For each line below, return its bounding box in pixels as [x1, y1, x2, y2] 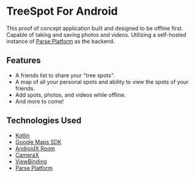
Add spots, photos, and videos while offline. [15, 91, 127, 99]
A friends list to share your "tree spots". [15, 72, 115, 79]
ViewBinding [15, 157, 47, 165]
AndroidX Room [15, 145, 56, 152]
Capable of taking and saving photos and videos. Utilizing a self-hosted [6, 31, 186, 38]
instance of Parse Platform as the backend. [6, 37, 115, 45]
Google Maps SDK [15, 138, 62, 145]
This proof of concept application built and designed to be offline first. [6, 24, 183, 32]
